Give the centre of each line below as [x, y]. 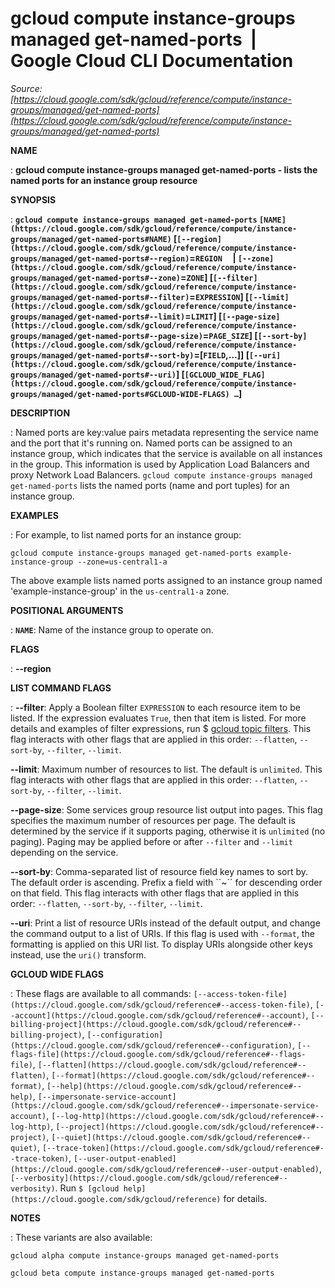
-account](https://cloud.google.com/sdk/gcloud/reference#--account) [158, 1015]
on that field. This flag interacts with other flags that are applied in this [155, 893]
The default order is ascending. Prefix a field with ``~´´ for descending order [166, 882]
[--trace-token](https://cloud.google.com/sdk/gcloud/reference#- [183, 1148]
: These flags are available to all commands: [101, 993]
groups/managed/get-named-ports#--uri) [93, 375]
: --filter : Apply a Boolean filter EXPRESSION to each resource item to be [155, 707]
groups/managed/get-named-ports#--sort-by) [102, 355]
